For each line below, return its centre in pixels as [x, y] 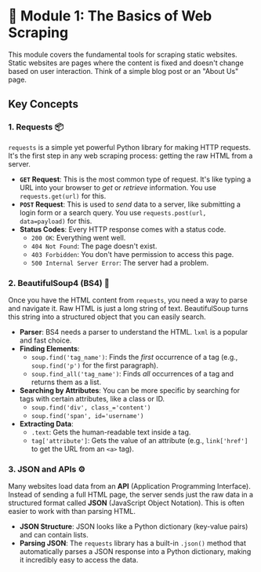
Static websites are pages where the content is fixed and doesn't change [126, 63]
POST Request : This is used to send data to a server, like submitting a [130, 204]
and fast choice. [45, 340]
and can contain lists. [54, 535]
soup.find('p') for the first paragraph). [95, 365]
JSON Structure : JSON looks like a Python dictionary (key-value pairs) [134, 526]
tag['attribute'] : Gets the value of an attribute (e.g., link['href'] [140, 440]
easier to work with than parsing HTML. [72, 511]
